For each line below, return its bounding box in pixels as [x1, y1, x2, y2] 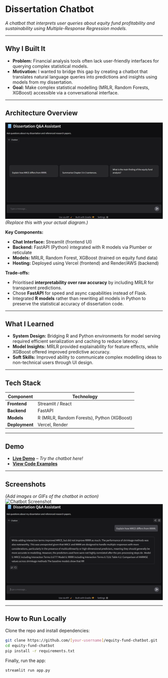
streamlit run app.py [5, 667, 50, 673]
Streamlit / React [37, 401, 72, 407]
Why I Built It [5, 44, 46, 53]
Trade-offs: [5, 269, 30, 275]
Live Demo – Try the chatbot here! [12, 455, 83, 461]
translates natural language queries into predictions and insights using [12, 73, 157, 79]
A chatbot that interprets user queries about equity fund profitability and [5, 20, 155, 26]
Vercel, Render [37, 421, 68, 427]
